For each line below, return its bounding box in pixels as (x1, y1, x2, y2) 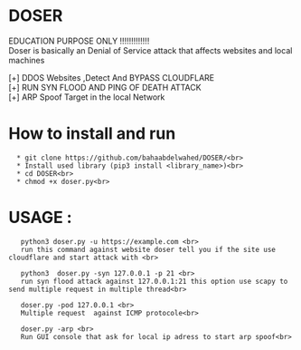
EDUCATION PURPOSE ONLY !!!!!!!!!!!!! (8, 35, 150, 46)
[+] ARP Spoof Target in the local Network (8, 92, 165, 102)
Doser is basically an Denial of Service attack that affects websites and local (8, 44, 293, 55)
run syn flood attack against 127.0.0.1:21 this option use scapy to (20, 277, 288, 286)
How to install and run (8, 123, 176, 144)
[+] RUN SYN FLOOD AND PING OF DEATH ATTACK (8, 82, 202, 92)
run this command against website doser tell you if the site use (20, 245, 277, 254)
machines (8, 54, 45, 65)
